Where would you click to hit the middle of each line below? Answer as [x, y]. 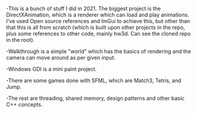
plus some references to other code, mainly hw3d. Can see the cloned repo [99, 34]
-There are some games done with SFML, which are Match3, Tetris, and [94, 80]
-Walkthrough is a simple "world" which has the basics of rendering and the [99, 51]
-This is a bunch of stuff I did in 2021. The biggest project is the [84, 9]
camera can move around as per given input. [61, 58]
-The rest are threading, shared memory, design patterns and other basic [96, 98]
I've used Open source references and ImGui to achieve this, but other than [98, 21]
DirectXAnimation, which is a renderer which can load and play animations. [98, 15]
